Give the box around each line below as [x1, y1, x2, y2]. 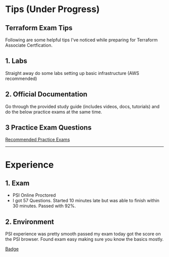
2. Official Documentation [5, 90, 88, 99]
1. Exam [5, 179, 30, 188]
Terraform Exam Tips [5, 24, 73, 32]
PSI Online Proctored [12, 192, 56, 198]
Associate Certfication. [5, 42, 53, 48]
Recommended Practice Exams [5, 137, 70, 143]
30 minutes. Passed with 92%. [12, 203, 76, 209]
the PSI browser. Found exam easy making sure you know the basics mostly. [5, 236, 164, 242]
